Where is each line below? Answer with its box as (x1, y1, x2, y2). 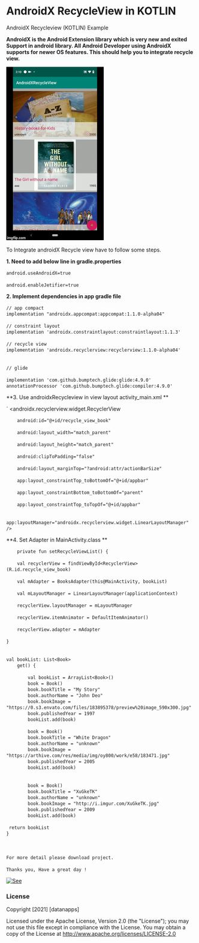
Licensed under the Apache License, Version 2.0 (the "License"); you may (6, 917, 189, 925)
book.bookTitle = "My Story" (28, 686, 101, 693)
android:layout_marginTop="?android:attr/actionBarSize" (17, 465, 162, 472)
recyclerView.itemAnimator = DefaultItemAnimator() (17, 614, 149, 621)
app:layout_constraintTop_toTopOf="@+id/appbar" (17, 501, 141, 508)
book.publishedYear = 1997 (28, 710, 95, 717)
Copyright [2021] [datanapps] (6, 906, 80, 913)
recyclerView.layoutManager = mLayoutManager (17, 602, 133, 609)
